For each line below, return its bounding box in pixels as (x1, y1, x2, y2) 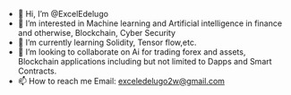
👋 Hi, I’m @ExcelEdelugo (17, 9, 109, 19)
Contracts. (17, 65, 57, 76)
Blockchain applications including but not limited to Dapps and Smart (17, 56, 272, 66)
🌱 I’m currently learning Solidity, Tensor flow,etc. (17, 37, 197, 47)
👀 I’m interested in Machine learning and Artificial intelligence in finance (17, 18, 283, 29)
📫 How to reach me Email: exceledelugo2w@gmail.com (17, 76, 226, 86)
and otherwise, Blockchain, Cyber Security (17, 28, 176, 38)
